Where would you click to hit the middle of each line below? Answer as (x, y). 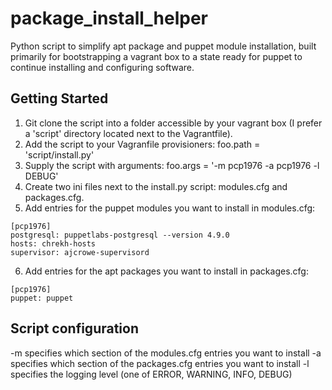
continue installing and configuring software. (102, 67)
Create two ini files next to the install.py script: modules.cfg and (156, 186)
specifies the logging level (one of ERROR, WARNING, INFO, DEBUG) (151, 374)
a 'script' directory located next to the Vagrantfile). (128, 133)
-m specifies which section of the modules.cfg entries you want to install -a (166, 353)
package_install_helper (109, 18)
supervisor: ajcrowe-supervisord (80, 252)
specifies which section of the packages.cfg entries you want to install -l (160, 363)
